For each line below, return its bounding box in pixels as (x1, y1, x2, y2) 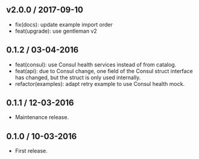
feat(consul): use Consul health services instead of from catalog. (14, 60, 177, 68)
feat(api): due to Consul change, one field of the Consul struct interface (14, 67, 193, 74)
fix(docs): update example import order (14, 21, 113, 28)
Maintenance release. (14, 114, 69, 121)
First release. (14, 148, 48, 155)
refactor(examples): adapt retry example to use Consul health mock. (14, 80, 185, 87)
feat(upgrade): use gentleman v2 (14, 27, 98, 34)
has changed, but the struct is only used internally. (14, 74, 141, 81)
